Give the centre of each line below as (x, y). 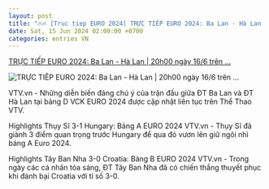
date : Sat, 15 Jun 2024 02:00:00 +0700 (76, 31)
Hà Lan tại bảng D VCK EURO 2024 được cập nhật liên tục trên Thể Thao (130, 101)
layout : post (30, 16)
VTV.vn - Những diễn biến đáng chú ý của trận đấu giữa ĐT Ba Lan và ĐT (131, 93)
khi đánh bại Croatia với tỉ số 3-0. (64, 176)
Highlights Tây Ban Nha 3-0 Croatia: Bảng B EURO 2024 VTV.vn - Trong (129, 159)
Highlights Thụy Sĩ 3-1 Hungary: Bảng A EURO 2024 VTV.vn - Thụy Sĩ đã (130, 126)
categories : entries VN (49, 39)
